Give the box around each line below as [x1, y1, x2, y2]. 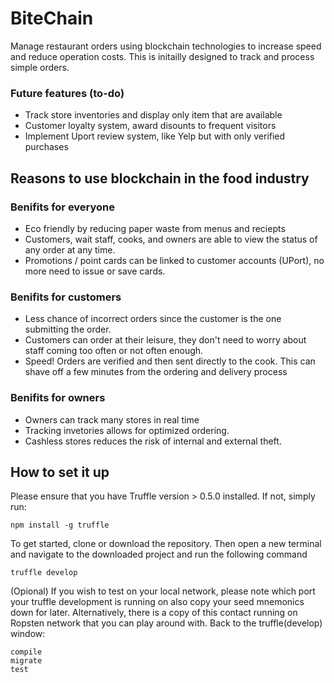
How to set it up [10, 463, 110, 481]
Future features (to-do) [10, 86, 125, 100]
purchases [24, 141, 69, 153]
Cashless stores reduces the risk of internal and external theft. [24, 435, 282, 447]
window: [10, 628, 46, 640]
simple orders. [10, 61, 70, 73]
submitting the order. [24, 323, 112, 336]
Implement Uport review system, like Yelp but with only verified [24, 130, 286, 142]
